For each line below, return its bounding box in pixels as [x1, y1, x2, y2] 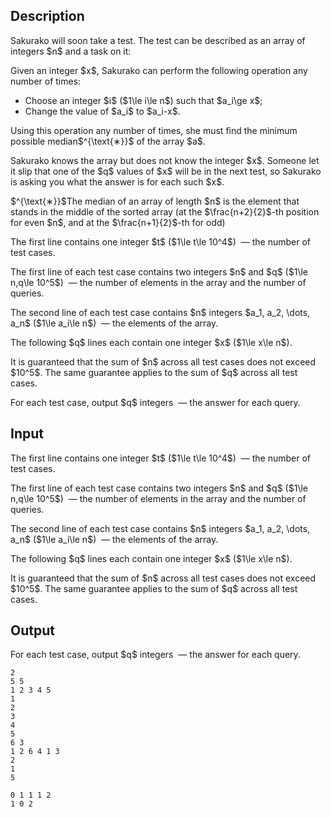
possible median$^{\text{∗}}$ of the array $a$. [10, 135, 206, 147]
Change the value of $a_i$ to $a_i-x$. [24, 105, 181, 117]
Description [10, 8, 85, 25]
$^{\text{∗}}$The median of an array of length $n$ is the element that [10, 195, 300, 207]
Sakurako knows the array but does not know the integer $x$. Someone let [10, 154, 320, 166]
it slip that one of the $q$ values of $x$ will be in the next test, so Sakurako [10, 165, 322, 177]
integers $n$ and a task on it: [10, 45, 132, 57]
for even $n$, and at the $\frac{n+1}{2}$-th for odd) [10, 216, 226, 228]
